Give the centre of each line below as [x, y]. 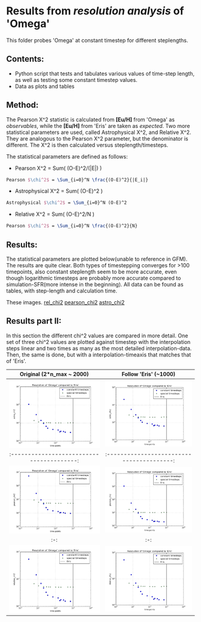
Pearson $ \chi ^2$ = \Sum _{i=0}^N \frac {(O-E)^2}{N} [72, 226]
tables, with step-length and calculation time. [62, 291]
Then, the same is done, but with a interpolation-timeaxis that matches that [99, 355]
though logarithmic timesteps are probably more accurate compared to [94, 278]
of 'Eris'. [16, 361]
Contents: [25, 59]
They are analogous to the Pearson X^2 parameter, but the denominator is [97, 138]
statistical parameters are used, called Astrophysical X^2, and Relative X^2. [99, 132]
